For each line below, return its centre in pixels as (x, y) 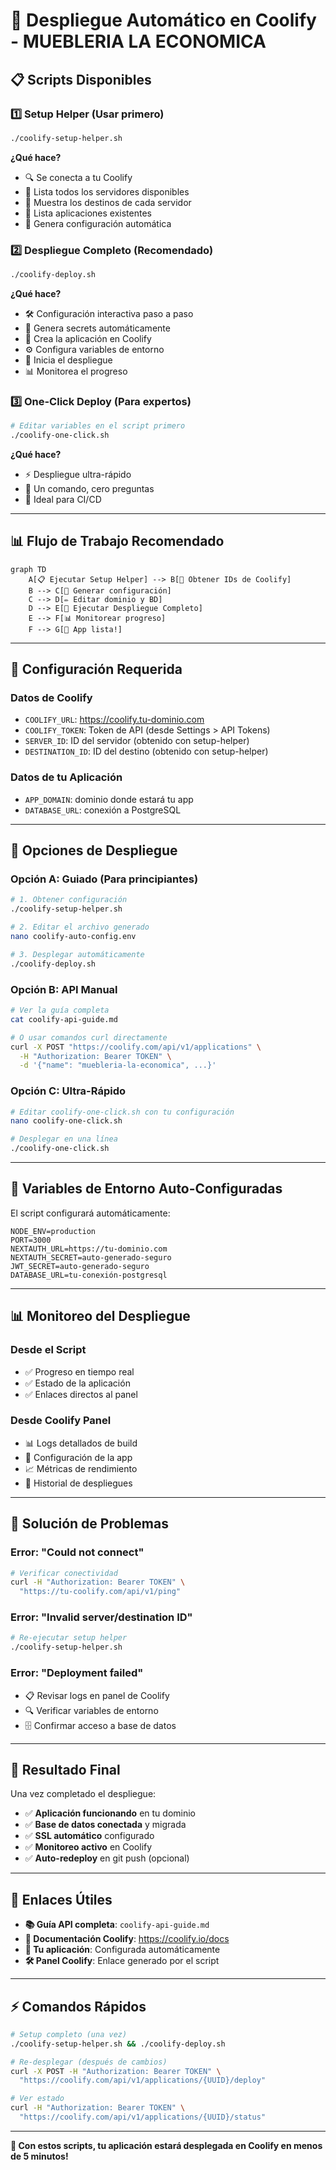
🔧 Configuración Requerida (96, 669)
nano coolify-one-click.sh (66, 1121)
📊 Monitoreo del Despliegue (100, 1316)
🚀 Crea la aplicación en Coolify (88, 338)
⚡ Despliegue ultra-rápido (78, 474)
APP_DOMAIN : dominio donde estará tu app (109, 799)
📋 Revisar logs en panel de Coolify (97, 1695)
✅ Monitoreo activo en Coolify (88, 1847)
